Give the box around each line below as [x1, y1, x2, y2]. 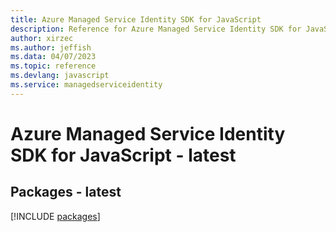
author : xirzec [10, 33, 74, 43]
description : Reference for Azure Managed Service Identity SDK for [10, 24, 302, 34]
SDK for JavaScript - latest [10, 144, 237, 166]
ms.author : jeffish [10, 42, 92, 53]
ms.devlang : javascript [10, 71, 110, 81]
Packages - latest [10, 184, 122, 201]
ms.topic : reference [10, 61, 97, 71]
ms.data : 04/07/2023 [10, 52, 97, 62]
